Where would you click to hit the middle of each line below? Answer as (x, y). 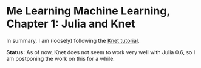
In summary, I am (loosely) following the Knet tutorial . (73, 40)
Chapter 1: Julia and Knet (71, 24)
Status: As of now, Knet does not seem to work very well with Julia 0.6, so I (101, 52)
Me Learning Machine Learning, (88, 11)
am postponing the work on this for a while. (61, 58)
